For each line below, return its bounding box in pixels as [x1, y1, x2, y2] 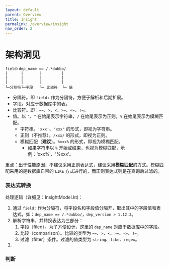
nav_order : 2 [5, 26, 33, 31]
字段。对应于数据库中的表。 [12, 101, 70, 107]
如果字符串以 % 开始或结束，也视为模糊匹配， [27, 145, 121, 151]
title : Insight [5, 17, 37, 22]
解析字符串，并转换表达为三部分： [12, 218, 83, 224]
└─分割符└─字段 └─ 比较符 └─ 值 [5, 85, 73, 90]
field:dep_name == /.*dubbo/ [5, 66, 66, 72]
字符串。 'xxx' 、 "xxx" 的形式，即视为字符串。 [20, 126, 115, 132]
